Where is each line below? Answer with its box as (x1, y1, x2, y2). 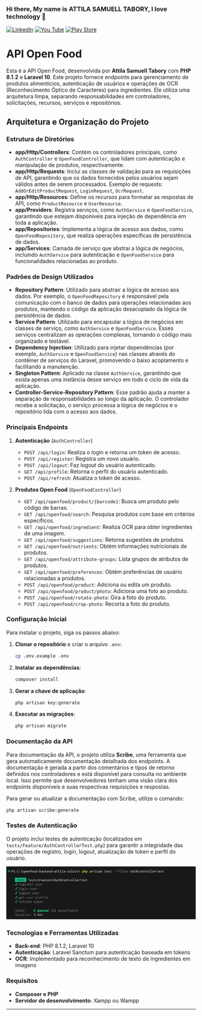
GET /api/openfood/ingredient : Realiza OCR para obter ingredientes (23, 523, 193, 530)
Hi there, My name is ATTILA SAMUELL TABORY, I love (6, 5, 167, 13)
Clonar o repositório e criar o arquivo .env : (14, 640, 122, 647)
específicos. (23, 516, 55, 524)
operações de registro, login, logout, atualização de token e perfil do (6, 848, 176, 855)
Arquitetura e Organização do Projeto (6, 116, 149, 127)
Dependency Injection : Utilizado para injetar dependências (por (14, 344, 174, 351)
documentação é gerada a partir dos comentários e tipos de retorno (6, 764, 175, 771)
